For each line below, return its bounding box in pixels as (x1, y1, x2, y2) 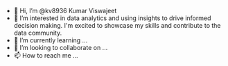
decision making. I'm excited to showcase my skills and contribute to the (13, 22, 221, 29)
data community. (13, 28, 62, 37)
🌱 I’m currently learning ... (13, 36, 88, 44)
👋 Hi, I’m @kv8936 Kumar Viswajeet (13, 7, 117, 15)
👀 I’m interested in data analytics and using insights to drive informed (13, 14, 211, 22)
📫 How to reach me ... (13, 51, 78, 59)
